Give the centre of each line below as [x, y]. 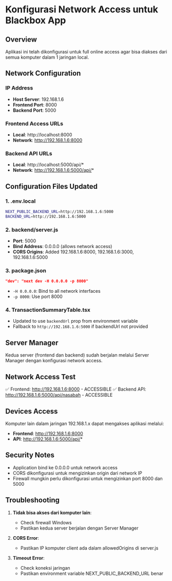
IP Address [19, 88]
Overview [21, 39]
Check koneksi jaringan [45, 568]
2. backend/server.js [32, 230]
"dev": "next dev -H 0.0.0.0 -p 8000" [47, 281]
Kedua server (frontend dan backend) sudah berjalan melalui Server [77, 355]
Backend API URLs [29, 153]
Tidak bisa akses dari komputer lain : [52, 513]
